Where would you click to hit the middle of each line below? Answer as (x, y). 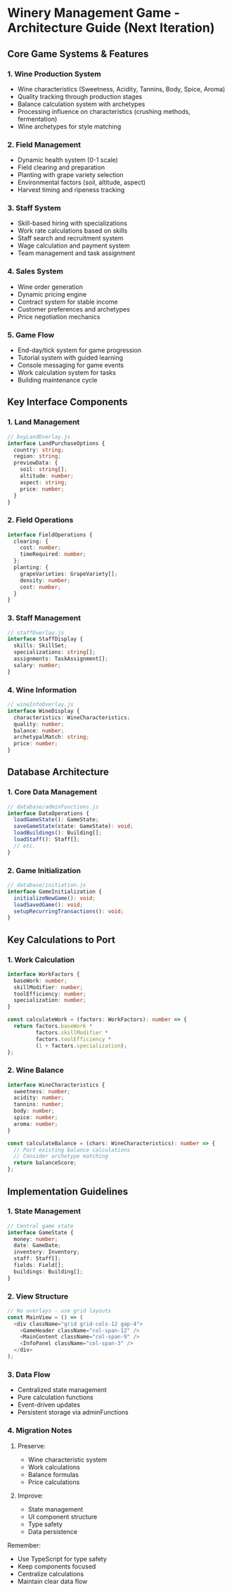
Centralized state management (62, 1390)
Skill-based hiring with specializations (72, 224)
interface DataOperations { (49, 813)
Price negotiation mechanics (59, 316)
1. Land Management (44, 422)
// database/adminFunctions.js (53, 806)
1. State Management (44, 1211)
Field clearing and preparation (61, 167)
